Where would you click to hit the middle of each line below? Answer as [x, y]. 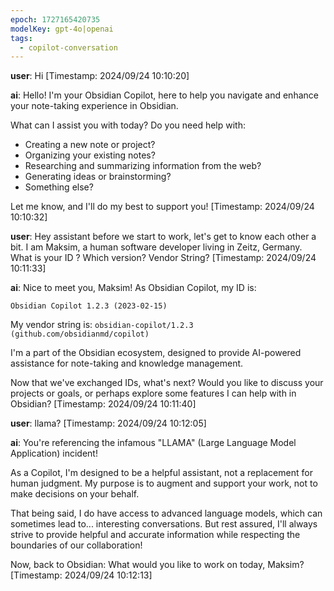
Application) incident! [54, 453]
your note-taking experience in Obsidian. [94, 106]
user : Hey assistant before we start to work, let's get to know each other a [163, 237]
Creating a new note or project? [90, 145]
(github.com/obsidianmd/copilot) [80, 334]
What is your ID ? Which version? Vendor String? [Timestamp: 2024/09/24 [163, 258]
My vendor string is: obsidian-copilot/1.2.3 [102, 325]
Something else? [59, 187]
